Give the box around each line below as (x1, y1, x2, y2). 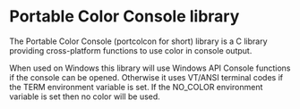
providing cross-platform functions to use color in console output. (9, 45, 253, 55)
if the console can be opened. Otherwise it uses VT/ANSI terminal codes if (9, 71, 284, 82)
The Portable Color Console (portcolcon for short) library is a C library (9, 36, 268, 46)
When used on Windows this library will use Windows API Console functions (9, 63, 291, 73)
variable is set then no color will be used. (9, 91, 161, 102)
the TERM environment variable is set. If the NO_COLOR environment (9, 81, 263, 92)
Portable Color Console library (9, 6, 240, 27)
